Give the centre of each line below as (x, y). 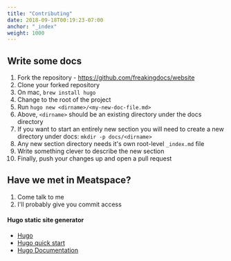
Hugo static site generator (46, 220)
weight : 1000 (26, 33)
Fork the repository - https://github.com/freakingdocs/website (106, 78)
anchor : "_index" (32, 26)
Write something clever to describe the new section (91, 151)
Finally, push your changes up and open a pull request (94, 159)
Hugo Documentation (48, 251)
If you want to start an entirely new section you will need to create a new (121, 129)
